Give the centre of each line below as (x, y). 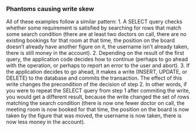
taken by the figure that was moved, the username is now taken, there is (94, 116)
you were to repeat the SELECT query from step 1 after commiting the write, (98, 91)
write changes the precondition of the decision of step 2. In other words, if (97, 84)
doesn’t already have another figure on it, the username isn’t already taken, (97, 47)
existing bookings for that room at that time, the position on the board (91, 41)
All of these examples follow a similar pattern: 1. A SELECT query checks (94, 22)
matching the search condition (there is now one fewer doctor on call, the (95, 103)
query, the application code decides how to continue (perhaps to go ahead (97, 59)
